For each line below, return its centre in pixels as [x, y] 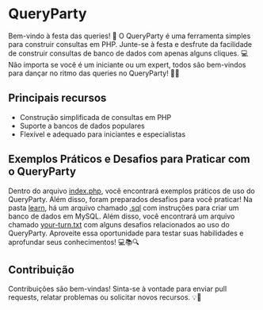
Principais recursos [57, 98]
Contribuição [42, 270]
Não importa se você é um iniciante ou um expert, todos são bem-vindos [127, 64]
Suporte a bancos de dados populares [82, 126]
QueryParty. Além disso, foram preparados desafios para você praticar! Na [131, 199]
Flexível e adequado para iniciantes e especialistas [103, 134]
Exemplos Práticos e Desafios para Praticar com [130, 159]
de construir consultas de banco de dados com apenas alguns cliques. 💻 [128, 53]
